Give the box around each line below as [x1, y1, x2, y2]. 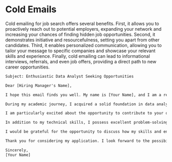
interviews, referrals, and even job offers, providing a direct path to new [5, 58, 157, 64]
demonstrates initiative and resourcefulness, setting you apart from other [5, 37, 160, 43]
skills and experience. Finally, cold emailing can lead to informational [5, 53, 150, 59]
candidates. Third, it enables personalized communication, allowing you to [5, 42, 162, 48]
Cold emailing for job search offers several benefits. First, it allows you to [5, 20, 160, 27]
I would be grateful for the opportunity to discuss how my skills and [5, 129, 161, 134]
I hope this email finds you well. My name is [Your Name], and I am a [5, 92, 161, 98]
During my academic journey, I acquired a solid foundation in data [5, 101, 155, 107]
